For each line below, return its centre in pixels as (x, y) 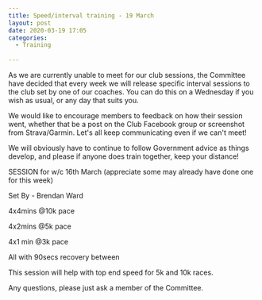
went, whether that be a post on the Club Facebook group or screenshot (126, 124)
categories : (28, 38)
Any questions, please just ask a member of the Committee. (106, 288)
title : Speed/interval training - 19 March (81, 15)
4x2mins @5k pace (40, 226)
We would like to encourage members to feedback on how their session (125, 115)
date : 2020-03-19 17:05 (48, 30)
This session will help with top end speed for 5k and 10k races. (111, 272)
